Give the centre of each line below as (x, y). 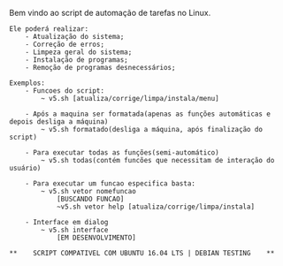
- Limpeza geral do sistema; (79, 52)
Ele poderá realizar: (49, 29)
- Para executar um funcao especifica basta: (111, 184)
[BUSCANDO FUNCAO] (90, 199)
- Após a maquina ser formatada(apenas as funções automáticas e (148, 114)
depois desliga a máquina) (59, 122)
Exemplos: (27, 83)
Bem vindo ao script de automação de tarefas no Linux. (110, 13)
